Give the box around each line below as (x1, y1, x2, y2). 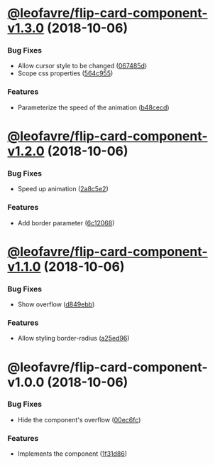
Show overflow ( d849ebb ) (17, 300, 95, 309)
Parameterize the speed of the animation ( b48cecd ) (17, 103, 170, 112)
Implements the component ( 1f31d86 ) (17, 449, 128, 458)
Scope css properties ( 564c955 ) (17, 69, 114, 77)
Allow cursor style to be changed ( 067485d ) (17, 62, 148, 70)
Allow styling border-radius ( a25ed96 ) (17, 334, 130, 343)
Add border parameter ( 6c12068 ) (17, 218, 115, 227)
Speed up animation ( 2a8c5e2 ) (17, 185, 109, 193)
